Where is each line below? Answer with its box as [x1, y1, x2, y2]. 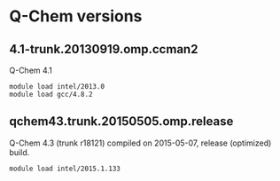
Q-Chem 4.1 [9, 65, 53, 75]
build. [9, 146, 30, 157]
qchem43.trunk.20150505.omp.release [9, 114, 234, 130]
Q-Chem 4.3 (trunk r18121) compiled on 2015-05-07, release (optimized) [9, 138, 272, 148]
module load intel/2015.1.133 [9, 164, 121, 173]
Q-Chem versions [9, 6, 143, 27]
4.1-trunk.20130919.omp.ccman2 [9, 42, 198, 57]
